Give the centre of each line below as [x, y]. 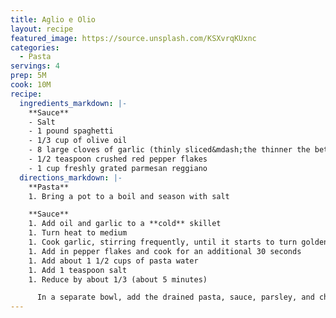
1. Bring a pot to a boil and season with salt [129, 196]
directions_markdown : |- [71, 177]
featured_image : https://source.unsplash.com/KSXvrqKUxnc [133, 38]
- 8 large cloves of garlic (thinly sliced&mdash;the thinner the [169, 150]
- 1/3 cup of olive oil [78, 141]
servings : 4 [35, 66]
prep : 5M [28, 76]
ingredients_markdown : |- [73, 103]
